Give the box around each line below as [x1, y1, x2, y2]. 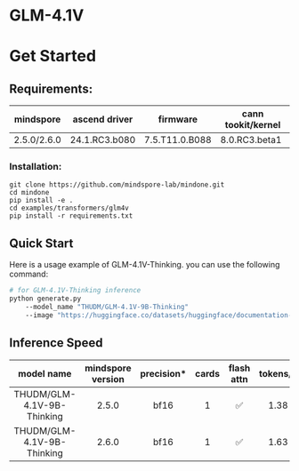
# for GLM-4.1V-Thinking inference [9, 286, 141, 295]
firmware [158, 113, 198, 125]
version [92, 372, 125, 385]
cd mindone [9, 188, 50, 197]
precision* [140, 367, 187, 379]
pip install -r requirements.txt [9, 212, 133, 220]
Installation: [9, 161, 62, 173]
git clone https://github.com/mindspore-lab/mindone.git [9, 180, 225, 189]
